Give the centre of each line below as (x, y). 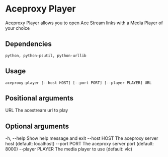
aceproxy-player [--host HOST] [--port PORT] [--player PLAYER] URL (78, 83)
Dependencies (28, 44)
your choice (18, 28)
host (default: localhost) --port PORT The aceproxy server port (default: (80, 144)
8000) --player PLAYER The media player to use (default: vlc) (69, 149)
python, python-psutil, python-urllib (46, 56)
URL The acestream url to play (37, 110)
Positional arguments (39, 98)
